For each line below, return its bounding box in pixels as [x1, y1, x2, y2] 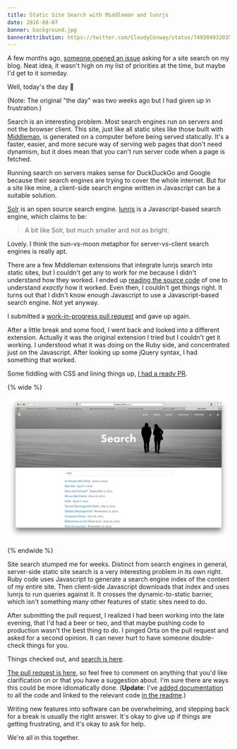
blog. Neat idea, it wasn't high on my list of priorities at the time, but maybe [7, 61, 226, 70]
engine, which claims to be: [7, 212, 87, 221]
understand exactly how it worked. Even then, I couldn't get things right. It [7, 283, 223, 292]
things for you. [27, 641, 69, 649]
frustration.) [7, 104, 42, 112]
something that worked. [7, 356, 76, 364]
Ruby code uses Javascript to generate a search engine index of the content [7, 575, 230, 584]
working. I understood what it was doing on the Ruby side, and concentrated [7, 341, 230, 349]
